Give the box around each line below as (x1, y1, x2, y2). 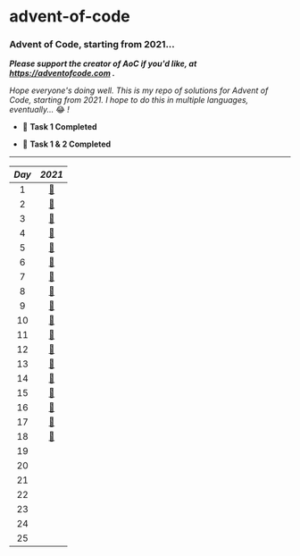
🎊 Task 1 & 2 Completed (21, 139, 112, 149)
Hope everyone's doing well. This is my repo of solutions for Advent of (9, 85, 269, 96)
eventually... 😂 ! (9, 105, 70, 115)
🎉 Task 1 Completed (21, 122, 97, 132)
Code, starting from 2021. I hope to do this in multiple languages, (9, 95, 249, 105)
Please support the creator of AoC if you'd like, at (9, 58, 197, 69)
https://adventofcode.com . (9, 68, 116, 79)
